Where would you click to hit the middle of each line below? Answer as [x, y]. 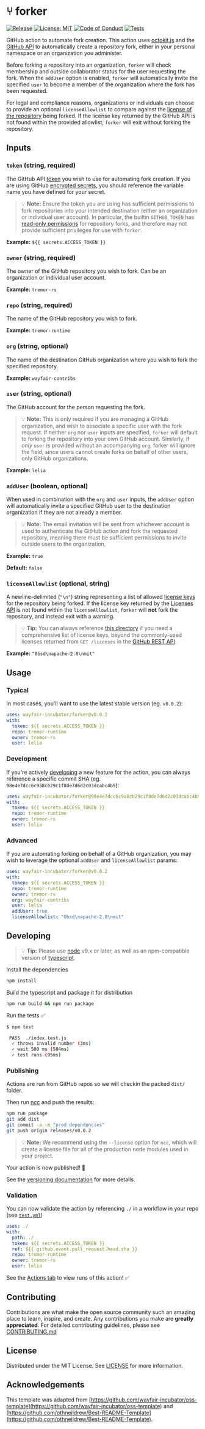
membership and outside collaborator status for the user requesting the [96, 71]
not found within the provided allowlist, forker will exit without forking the [99, 122]
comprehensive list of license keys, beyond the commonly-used [102, 635]
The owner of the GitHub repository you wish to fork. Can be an [86, 271]
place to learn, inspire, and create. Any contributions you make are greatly [100, 1318]
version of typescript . [48, 957]
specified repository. [32, 366]
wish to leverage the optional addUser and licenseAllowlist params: [92, 860]
